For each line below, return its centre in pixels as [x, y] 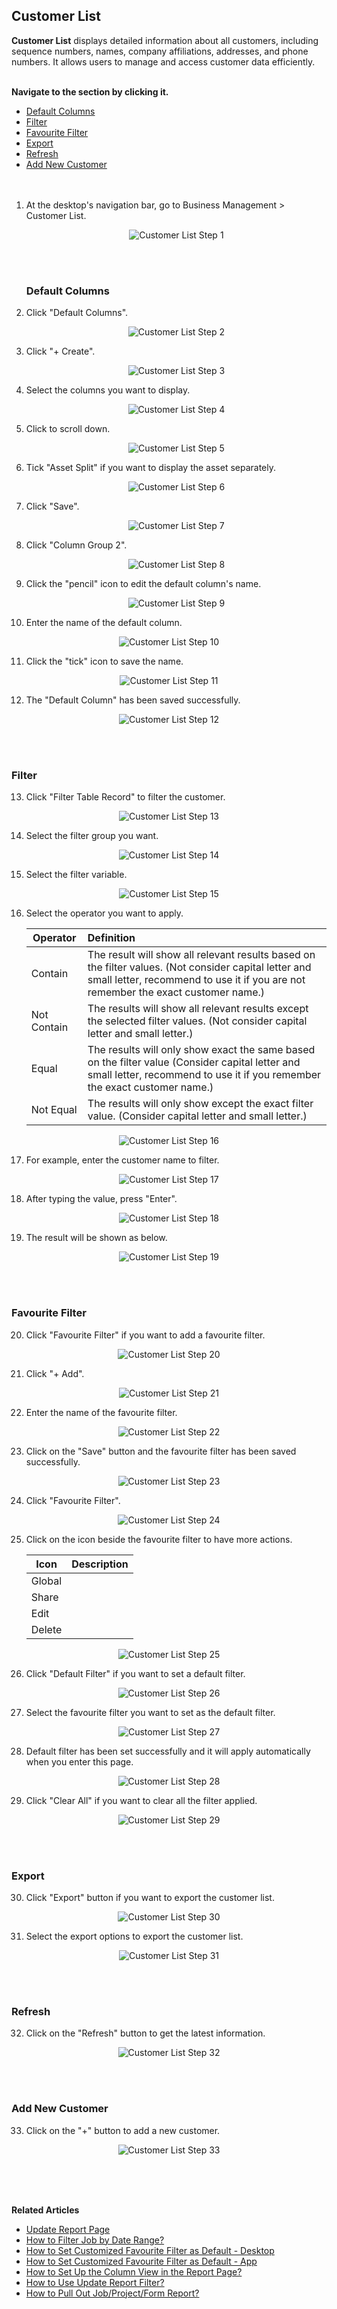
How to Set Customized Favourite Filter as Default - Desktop [150, 2250]
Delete [46, 1629]
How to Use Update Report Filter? [95, 2282]
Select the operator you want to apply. [104, 913]
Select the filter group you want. [92, 836]
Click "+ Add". [55, 1373]
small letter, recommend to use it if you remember [204, 1075]
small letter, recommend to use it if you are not [196, 980]
